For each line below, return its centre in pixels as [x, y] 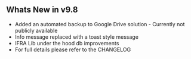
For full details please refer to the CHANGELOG [73, 49]
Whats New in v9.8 [42, 10]
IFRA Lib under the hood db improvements [67, 43]
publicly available [36, 30]
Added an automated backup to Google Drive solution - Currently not [100, 24]
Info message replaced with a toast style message [77, 37]
